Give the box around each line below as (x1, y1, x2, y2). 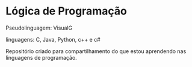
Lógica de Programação (5, 4, 127, 18)
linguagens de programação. (5, 54, 78, 61)
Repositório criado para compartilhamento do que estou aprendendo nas (5, 47, 187, 55)
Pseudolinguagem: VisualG (5, 24, 73, 31)
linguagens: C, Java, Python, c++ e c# (5, 36, 101, 43)
